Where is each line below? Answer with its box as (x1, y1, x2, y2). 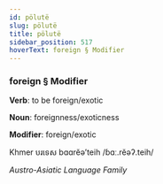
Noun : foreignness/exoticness (9, 112, 120, 123)
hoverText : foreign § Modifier (9, 46, 125, 55)
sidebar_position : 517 (9, 37, 93, 47)
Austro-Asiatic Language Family (9, 165, 128, 175)
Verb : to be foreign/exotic (9, 95, 104, 106)
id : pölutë (9, 12, 50, 22)
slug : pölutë (9, 21, 58, 30)
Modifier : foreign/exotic (9, 129, 97, 140)
